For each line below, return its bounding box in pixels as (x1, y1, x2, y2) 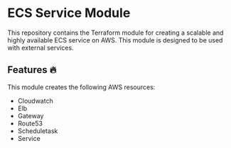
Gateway (17, 111, 44, 120)
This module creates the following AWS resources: (7, 83, 156, 91)
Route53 (17, 119, 43, 127)
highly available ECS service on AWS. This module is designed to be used (7, 35, 223, 44)
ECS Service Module (7, 5, 131, 21)
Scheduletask (17, 126, 58, 135)
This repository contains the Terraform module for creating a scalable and (7, 28, 224, 37)
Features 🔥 (7, 64, 57, 76)
